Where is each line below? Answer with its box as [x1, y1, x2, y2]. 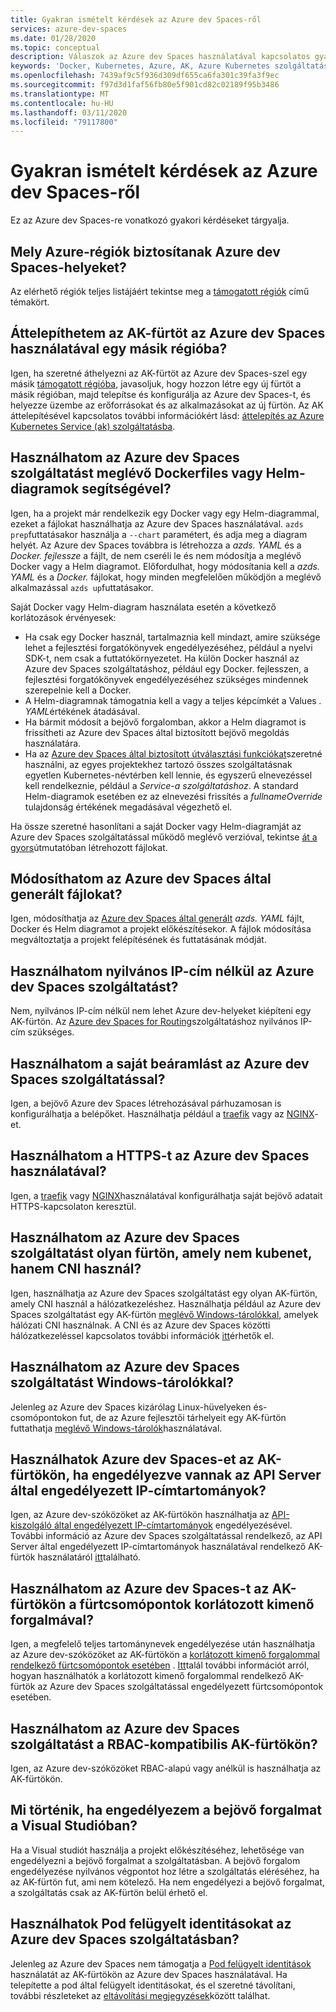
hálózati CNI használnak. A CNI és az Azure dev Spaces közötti [10, 1319, 271, 1331]
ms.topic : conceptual [10, 42, 101, 53]
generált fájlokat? [10, 886, 123, 903]
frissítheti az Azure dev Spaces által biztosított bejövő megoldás [24, 726, 290, 738]
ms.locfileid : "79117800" [10, 117, 118, 127]
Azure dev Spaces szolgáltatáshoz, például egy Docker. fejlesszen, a [24, 662, 309, 675]
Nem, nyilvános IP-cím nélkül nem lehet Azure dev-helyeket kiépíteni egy [10, 1005, 312, 1017]
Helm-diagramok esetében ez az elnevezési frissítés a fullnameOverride [24, 790, 323, 802]
